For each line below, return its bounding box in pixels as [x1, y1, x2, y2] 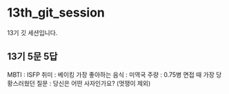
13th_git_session [7, 5, 106, 21]
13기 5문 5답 [7, 50, 58, 63]
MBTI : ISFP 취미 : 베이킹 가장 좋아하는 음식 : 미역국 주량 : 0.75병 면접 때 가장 [7, 70, 215, 79]
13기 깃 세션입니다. [7, 28, 58, 37]
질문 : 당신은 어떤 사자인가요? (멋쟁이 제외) [37, 79, 151, 87]
